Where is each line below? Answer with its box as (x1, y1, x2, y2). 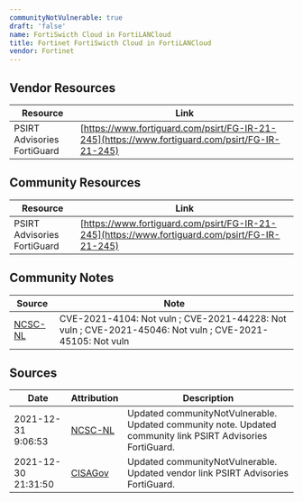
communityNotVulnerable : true (9, 13, 124, 23)
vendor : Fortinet (9, 47, 75, 56)
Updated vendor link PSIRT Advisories (127, 467, 289, 479)
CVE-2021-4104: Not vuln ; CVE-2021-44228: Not (59, 312, 287, 324)
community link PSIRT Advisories (127, 430, 268, 443)
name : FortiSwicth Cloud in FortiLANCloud (9, 30, 171, 39)
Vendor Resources (9, 80, 116, 96)
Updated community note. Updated (127, 418, 277, 431)
